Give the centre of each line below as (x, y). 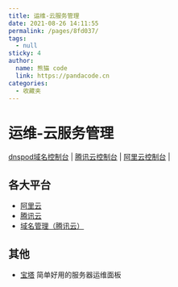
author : (21, 61)
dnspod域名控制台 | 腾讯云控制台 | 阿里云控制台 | (89, 157)
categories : (28, 83)
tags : (17, 38)
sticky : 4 (25, 53)
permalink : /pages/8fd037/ (54, 31)
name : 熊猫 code (41, 69)
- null (27, 46)
